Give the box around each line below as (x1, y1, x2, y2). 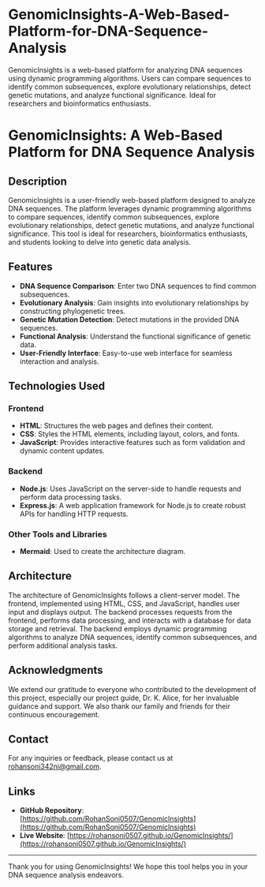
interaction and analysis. (19, 357, 99, 366)
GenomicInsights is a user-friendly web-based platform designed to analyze (8, 195, 256, 204)
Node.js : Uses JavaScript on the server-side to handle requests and (19, 484, 242, 493)
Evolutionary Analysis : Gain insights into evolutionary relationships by (19, 298, 249, 307)
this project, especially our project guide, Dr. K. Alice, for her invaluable (8, 693, 240, 702)
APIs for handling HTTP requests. (19, 509, 129, 518)
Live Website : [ (19, 831, 70, 840)
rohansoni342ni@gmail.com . (8, 762, 102, 771)
